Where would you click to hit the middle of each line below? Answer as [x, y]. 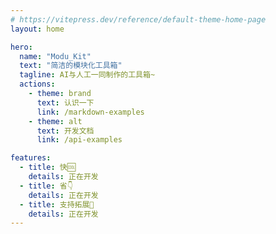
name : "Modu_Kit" [55, 56]
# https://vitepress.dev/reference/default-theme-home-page [138, 19]
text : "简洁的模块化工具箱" [71, 66]
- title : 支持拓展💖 [57, 204]
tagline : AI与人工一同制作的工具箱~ [87, 75]
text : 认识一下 [65, 102]
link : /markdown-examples [90, 112]
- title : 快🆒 [47, 167]
